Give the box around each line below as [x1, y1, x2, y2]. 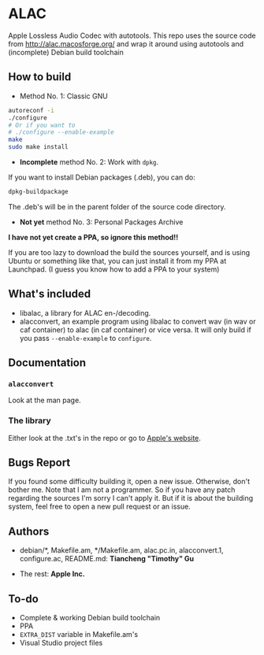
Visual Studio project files [19, 638, 103, 648]
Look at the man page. [8, 395, 81, 405]
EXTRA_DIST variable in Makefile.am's [19, 630, 139, 639]
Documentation [8, 356, 87, 370]
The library [8, 415, 51, 426]
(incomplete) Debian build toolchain [8, 47, 124, 57]
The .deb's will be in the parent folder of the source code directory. [8, 202, 226, 211]
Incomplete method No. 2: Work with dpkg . [19, 157, 159, 166]
